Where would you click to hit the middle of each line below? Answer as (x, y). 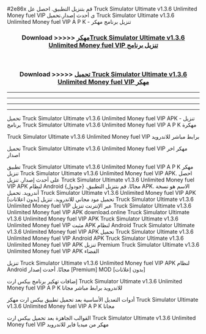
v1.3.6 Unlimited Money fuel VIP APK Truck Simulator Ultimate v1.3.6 (93, 219)
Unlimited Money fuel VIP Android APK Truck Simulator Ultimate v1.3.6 (95, 238)
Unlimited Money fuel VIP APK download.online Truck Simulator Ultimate (98, 212)
